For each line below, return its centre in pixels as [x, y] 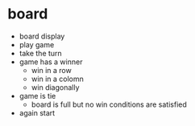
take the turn [40, 53]
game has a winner [51, 62]
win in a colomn [57, 79]
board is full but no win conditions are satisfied [109, 104]
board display [42, 36]
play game [37, 44]
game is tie [37, 96]
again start [37, 112]
